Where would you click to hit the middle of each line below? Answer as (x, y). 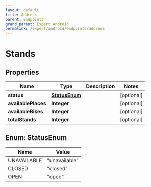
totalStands (22, 120)
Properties (22, 72)
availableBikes (26, 112)
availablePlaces (27, 103)
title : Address (21, 15)
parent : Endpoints (24, 19)
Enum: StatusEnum (36, 138)
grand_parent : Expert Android (37, 24)
